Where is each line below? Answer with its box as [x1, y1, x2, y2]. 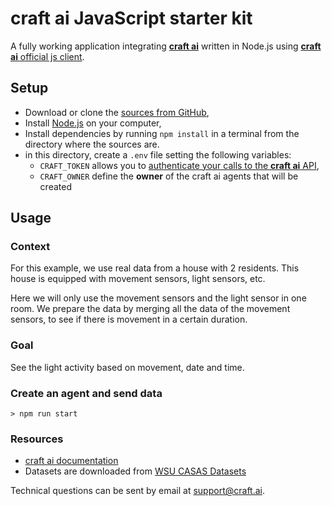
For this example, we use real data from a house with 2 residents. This [10, 262, 300, 274]
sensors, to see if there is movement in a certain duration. [10, 313, 248, 326]
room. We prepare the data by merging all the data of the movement [10, 303, 291, 315]
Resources [10, 432, 64, 446]
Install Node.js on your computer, [24, 117, 162, 129]
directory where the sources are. [24, 138, 160, 150]
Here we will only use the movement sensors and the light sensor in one [10, 292, 307, 304]
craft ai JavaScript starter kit [10, 7, 253, 30]
